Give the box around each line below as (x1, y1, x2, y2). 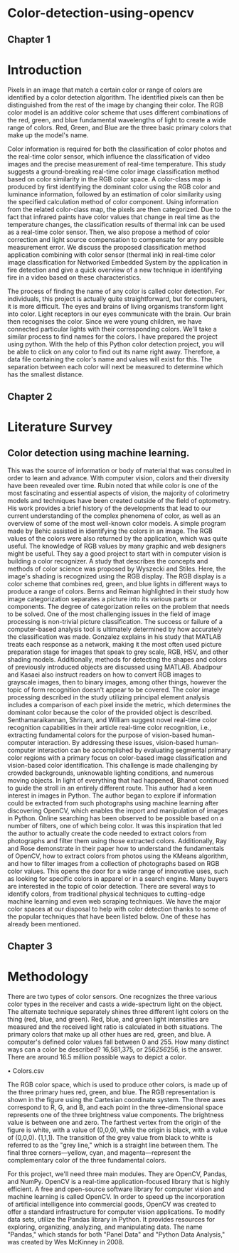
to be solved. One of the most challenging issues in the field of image (7, 610, 211, 618)
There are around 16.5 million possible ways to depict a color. (7, 1053, 187, 1062)
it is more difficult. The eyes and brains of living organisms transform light (7, 302, 224, 310)
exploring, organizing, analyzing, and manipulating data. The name (7, 1222, 203, 1232)
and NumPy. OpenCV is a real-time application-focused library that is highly (7, 1178, 230, 1186)
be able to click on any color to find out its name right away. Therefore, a (7, 347, 221, 356)
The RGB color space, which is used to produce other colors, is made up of (7, 1080, 228, 1089)
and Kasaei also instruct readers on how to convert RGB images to (7, 670, 202, 679)
